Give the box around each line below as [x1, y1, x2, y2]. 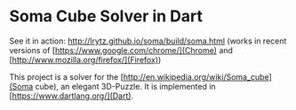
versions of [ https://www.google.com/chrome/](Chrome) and [9, 44, 234, 55]
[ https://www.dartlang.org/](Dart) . [9, 90, 134, 101]
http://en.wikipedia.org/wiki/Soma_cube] [123, 71, 273, 82]
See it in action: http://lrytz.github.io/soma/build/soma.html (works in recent [9, 35, 287, 46]
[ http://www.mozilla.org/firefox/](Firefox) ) [9, 54, 162, 65]
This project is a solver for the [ [9, 71, 124, 82]
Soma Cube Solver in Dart [9, 6, 203, 27]
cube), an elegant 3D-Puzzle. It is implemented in [35, 81, 216, 91]
